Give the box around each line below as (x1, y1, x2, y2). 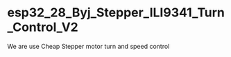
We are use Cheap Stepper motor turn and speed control (7, 42, 170, 50)
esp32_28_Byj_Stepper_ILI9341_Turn (7, 5, 225, 21)
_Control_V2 (7, 19, 78, 35)
